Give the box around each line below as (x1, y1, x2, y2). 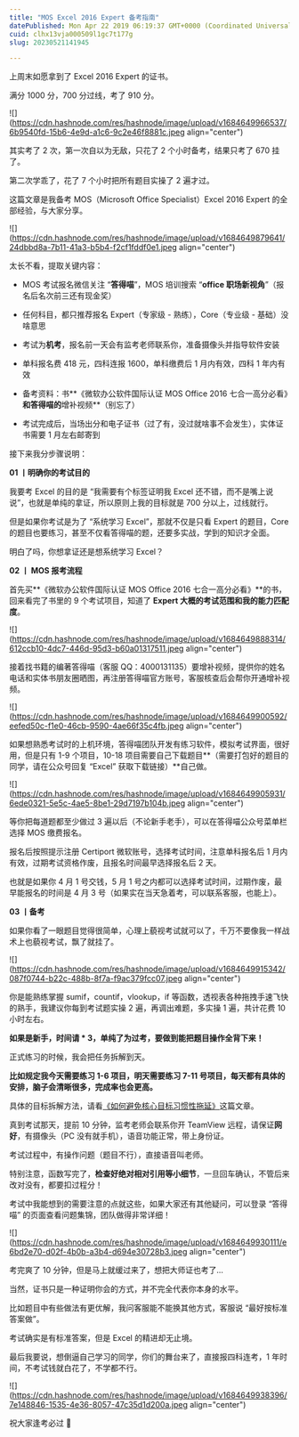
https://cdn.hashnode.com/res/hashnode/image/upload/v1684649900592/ (12, 711, 287, 722)
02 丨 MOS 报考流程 (9, 565, 83, 576)
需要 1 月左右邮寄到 (29, 429, 101, 441)
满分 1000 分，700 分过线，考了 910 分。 (9, 90, 159, 101)
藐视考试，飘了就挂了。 (32, 937, 118, 947)
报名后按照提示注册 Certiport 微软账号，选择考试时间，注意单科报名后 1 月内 (9, 847, 288, 857)
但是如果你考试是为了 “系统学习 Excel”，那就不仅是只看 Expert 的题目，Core (9, 516, 289, 527)
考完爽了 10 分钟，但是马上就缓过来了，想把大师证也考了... (9, 1265, 224, 1276)
